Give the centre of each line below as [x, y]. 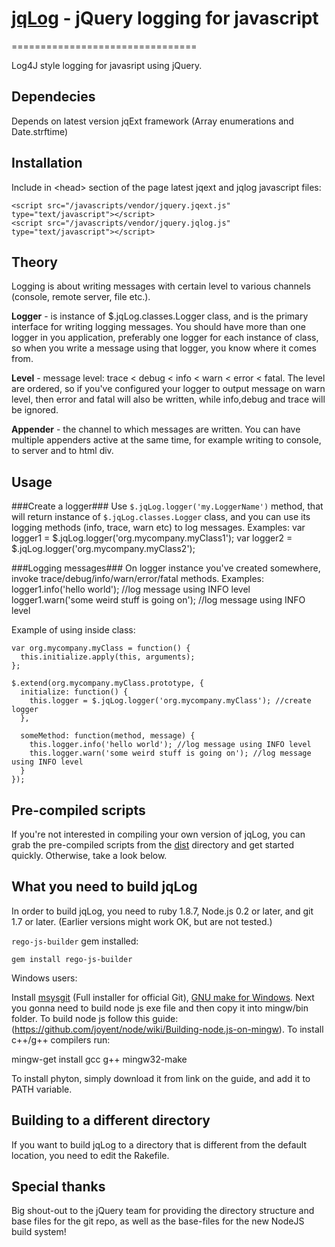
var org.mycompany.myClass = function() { [101, 648]
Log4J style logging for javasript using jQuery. [107, 65]
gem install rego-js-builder [72, 959]
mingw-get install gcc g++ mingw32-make [99, 1059]
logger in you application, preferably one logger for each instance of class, [165, 338]
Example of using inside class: [73, 630]
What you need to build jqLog [104, 887]
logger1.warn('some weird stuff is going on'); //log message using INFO [158, 600]
